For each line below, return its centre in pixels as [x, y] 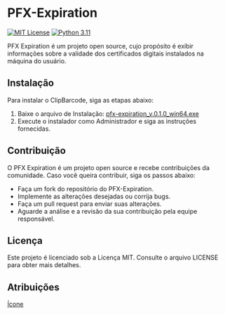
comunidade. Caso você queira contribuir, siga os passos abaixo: [102, 175]
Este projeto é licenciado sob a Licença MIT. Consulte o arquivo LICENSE [113, 257]
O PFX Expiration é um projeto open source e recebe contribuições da [109, 167]
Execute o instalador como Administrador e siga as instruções [107, 121]
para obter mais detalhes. [44, 265]
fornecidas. [34, 129]
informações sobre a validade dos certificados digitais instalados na [106, 53]
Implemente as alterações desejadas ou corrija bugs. [94, 196]
